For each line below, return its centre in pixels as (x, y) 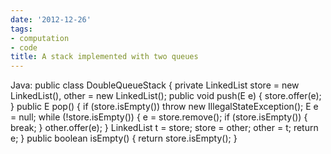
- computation (40, 38)
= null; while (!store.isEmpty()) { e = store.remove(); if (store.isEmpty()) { (159, 117)
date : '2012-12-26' (51, 19)
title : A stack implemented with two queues (104, 57)
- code (24, 47)
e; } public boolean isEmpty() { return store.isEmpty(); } (124, 138)
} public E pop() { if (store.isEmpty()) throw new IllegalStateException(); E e (164, 107)
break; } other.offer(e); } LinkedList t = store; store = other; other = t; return (164, 128)
